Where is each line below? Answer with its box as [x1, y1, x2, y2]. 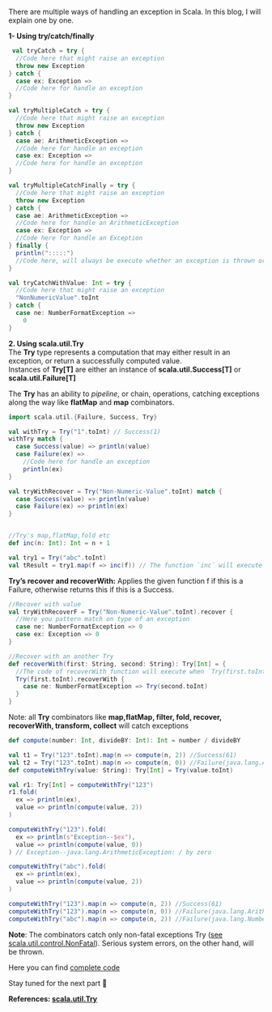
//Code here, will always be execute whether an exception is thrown [15, 257, 255, 265]
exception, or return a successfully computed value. [8, 355, 182, 365]
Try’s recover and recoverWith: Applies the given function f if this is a [8, 576, 244, 585]
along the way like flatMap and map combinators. [8, 397, 175, 407]
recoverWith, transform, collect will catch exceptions [8, 721, 189, 730]
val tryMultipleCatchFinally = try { [8, 181, 136, 189]
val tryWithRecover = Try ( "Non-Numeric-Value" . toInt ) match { [8, 487, 223, 495]
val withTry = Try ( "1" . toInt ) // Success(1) [8, 427, 161, 436]
